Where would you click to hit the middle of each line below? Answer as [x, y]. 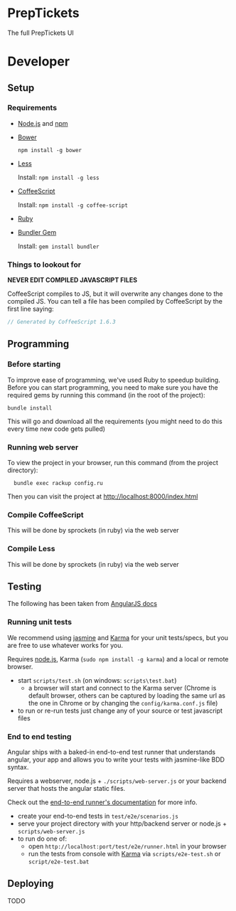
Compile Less [31, 549]
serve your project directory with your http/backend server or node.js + [122, 824]
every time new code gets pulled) [56, 429]
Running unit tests [40, 622]
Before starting [34, 364]
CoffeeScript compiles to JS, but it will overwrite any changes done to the [115, 294]
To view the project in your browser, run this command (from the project [113, 462]
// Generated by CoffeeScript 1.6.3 [61, 322]
